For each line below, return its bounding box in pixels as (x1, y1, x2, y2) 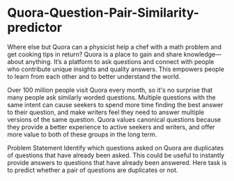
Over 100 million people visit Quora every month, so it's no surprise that (7, 86, 213, 94)
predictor (7, 19, 63, 36)
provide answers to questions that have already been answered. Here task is (7, 158, 227, 166)
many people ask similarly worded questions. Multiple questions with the (7, 93, 216, 102)
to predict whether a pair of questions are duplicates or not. (7, 166, 179, 174)
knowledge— (183, 50, 221, 58)
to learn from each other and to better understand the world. (7, 72, 181, 81)
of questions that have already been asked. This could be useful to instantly (7, 151, 225, 159)
